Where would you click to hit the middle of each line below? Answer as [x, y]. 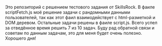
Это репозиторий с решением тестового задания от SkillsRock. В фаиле [80, 7]
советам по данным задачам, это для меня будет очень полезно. [74, 33]
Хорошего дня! [21, 38]
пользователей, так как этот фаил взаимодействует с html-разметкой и [80, 17]
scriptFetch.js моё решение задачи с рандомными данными [68, 12]
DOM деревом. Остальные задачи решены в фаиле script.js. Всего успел [81, 23]
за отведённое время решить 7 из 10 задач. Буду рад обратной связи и [80, 28]
